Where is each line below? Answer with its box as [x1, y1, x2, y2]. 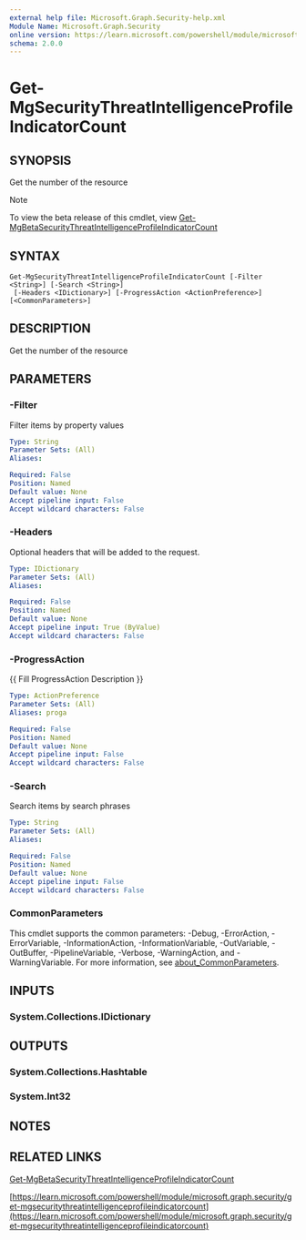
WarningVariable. [9, 957, 75, 968]
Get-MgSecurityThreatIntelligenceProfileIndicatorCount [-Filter [9, 272, 262, 282]
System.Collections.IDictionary [9, 1011, 151, 1023]
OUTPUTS [9, 1039, 68, 1054]
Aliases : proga [9, 707, 67, 717]
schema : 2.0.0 [9, 38, 64, 48]
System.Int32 [9, 1090, 71, 1103]
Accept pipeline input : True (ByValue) [9, 623, 161, 633]
